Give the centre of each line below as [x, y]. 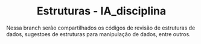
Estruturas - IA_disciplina [101, 11]
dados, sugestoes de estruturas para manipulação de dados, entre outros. [99, 34]
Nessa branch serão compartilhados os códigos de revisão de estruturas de [101, 28]
